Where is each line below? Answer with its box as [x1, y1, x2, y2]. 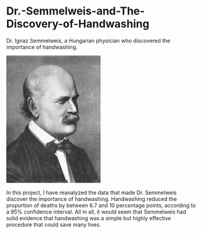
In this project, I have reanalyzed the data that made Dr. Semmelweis [6, 189, 177, 196]
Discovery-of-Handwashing [6, 17, 150, 31]
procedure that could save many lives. [6, 221, 101, 228]
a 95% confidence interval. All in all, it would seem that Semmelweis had [6, 208, 187, 215]
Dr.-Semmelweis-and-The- [6, 4, 145, 18]
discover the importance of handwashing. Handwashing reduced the [6, 195, 177, 203]
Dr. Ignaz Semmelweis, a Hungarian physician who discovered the [6, 37, 171, 44]
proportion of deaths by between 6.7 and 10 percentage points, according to [6, 201, 196, 209]
